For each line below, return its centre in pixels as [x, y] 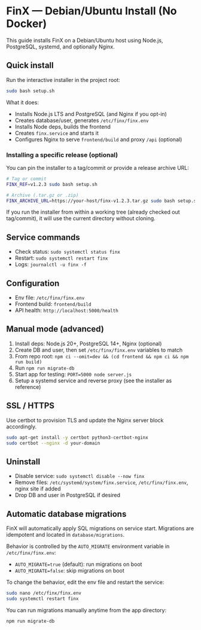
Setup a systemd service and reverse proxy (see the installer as [93, 381]
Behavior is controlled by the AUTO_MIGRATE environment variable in [88, 546]
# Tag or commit [26, 179]
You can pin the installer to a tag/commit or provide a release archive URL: [98, 168]
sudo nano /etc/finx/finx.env [44, 594]
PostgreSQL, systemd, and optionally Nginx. [60, 47]
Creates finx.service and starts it [57, 133]
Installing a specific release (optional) [62, 155]
